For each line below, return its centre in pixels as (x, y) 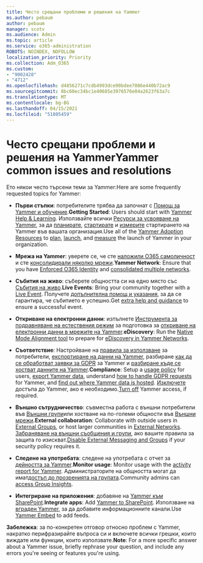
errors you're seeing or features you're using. (63, 553)
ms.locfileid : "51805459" (39, 114)
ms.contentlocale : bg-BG (38, 103)
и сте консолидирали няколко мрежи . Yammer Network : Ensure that (103, 263)
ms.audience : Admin (31, 35)
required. (27, 396)
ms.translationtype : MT (37, 97)
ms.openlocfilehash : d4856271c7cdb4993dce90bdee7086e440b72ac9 (88, 86)
